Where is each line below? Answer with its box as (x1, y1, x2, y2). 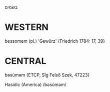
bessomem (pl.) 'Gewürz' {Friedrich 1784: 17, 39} (4, 38, 105, 44)
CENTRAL (4, 56, 46, 67)
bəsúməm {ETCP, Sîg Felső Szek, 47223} (4, 72, 90, 78)
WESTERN (4, 22, 48, 33)
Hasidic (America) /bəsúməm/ (4, 82, 67, 88)
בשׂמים (4, 4, 18, 10)
